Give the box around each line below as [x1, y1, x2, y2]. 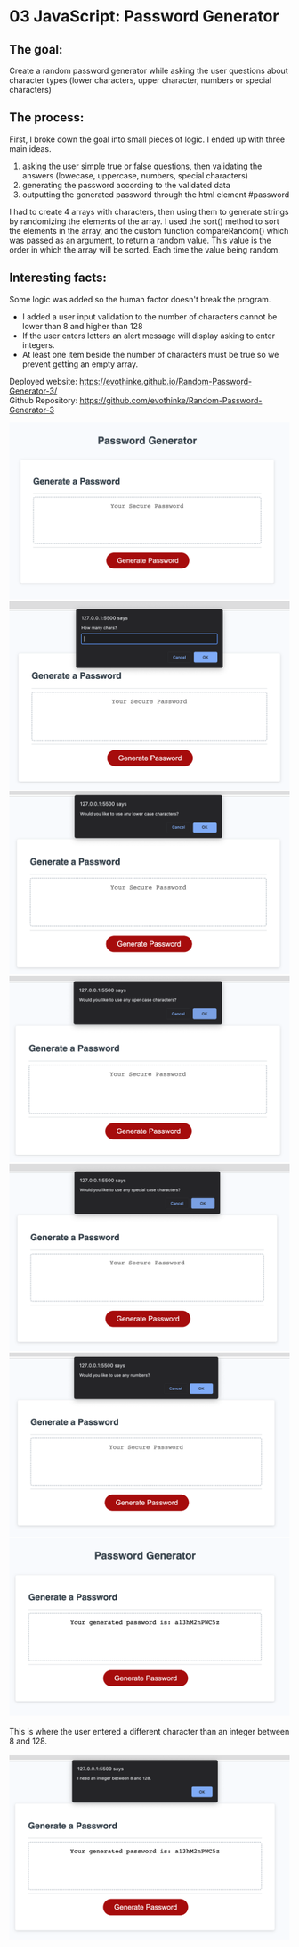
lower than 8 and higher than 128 [21, 320, 143, 331]
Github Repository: [9, 394, 78, 405]
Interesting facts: [9, 270, 107, 286]
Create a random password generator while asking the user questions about [9, 65, 288, 76]
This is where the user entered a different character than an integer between [9, 1727, 290, 1737]
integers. [21, 339, 55, 350]
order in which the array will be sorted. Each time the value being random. [9, 244, 280, 255]
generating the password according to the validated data [21, 179, 231, 190]
